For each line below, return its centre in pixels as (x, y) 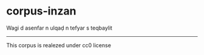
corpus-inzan (41, 11)
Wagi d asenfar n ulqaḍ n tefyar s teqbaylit (59, 28)
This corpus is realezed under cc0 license (59, 45)
